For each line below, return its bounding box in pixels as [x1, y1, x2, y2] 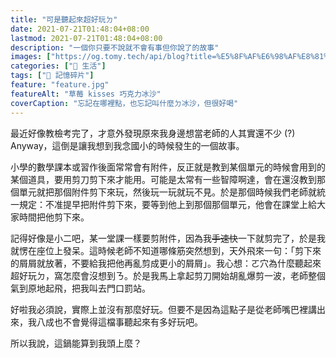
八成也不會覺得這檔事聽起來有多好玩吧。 [36, 316, 203, 328]
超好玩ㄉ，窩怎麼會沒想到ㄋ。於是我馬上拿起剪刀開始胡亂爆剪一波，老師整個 [10, 269, 326, 281]
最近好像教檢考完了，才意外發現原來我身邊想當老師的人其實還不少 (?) [10, 127, 296, 139]
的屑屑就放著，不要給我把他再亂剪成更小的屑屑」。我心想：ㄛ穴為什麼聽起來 [10, 257, 322, 269]
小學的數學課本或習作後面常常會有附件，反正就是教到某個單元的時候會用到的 [10, 161, 326, 173]
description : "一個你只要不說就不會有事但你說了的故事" [10, 42, 220, 53]
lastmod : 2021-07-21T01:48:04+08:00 [10, 33, 163, 43]
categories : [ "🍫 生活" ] [10, 61, 107, 71]
